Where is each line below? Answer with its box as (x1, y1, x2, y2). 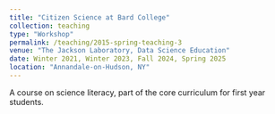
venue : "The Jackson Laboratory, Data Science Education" (9, 46, 230, 55)
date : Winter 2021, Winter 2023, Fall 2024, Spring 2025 (9, 54, 227, 63)
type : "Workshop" (9, 29, 74, 38)
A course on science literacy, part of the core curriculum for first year (9, 86, 266, 98)
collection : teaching (9, 21, 90, 30)
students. (9, 96, 45, 107)
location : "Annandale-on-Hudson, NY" (9, 63, 150, 72)
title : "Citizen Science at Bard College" (9, 12, 170, 22)
